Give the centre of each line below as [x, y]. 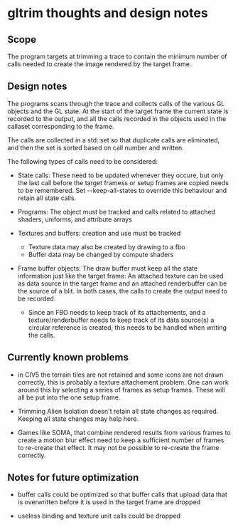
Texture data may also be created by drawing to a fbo [107, 246]
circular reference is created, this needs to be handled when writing [128, 327]
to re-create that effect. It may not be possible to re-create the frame [118, 447]
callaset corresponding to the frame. [61, 126]
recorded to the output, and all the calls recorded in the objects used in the [117, 118]
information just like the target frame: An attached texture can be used [120, 276]
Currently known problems [68, 358]
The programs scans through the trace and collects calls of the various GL [116, 103]
